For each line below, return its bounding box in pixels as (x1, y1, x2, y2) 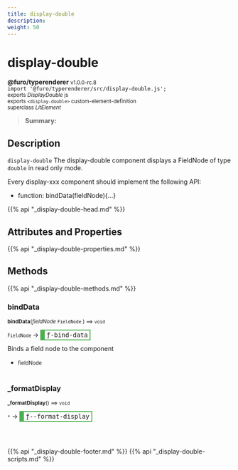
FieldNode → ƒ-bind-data (7, 330, 88, 339)
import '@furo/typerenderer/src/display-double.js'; (7, 85, 167, 93)
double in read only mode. (7, 164, 83, 172)
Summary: (24, 117, 57, 125)
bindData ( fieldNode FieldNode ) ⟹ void (7, 318, 105, 325)
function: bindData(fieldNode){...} (17, 192, 116, 200)
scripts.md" (7, 455, 41, 464)
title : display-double (7, 10, 75, 18)
